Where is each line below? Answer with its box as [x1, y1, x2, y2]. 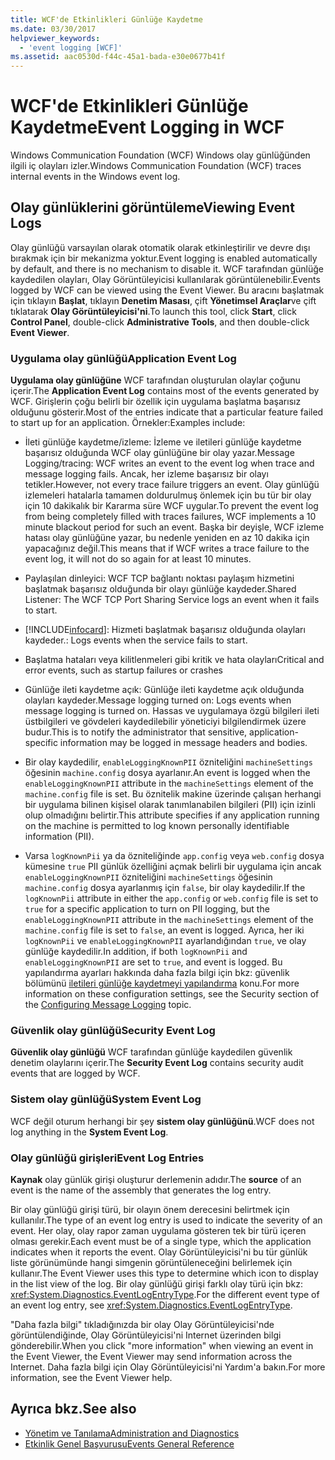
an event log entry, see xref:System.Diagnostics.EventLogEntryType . [10, 1299, 293, 1311]
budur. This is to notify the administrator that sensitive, [24, 726, 248, 738]
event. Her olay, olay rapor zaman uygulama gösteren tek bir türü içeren [10, 1225, 307, 1237]
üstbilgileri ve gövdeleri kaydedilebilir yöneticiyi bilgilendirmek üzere [24, 716, 307, 728]
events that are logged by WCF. [10, 1067, 141, 1080]
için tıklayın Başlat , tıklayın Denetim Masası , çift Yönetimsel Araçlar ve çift [10, 294, 317, 306]
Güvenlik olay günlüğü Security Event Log [10, 1024, 216, 1038]
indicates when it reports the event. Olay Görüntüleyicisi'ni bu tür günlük [10, 1246, 308, 1258]
